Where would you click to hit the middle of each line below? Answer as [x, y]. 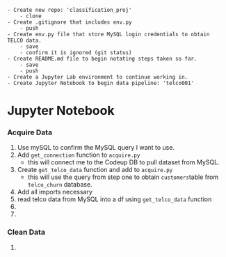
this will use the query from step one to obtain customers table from [123, 177]
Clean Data [26, 232]
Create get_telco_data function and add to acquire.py [95, 170]
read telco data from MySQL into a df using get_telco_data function [114, 199]
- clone [31, 16]
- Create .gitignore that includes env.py [70, 22]
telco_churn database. [60, 185]
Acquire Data [30, 132]
